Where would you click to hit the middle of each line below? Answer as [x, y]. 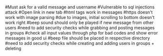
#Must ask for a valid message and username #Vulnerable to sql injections [80, 7]
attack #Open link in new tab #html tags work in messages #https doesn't [79, 12]
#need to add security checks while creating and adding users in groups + [80, 43]
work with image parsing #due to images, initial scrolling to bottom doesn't [80, 17]
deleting [13, 48]
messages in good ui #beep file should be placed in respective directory [77, 38]
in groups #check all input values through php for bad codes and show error [81, 33]
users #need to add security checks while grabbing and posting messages [80, 28]
